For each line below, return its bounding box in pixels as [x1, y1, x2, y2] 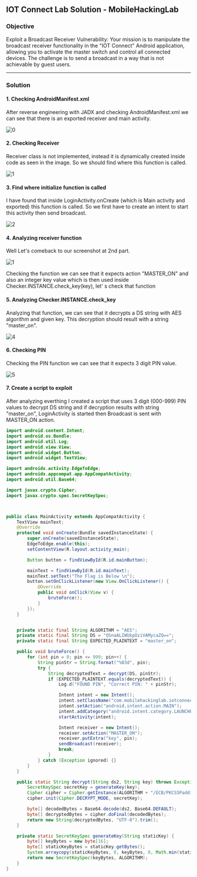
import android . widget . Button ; [6, 449, 83, 455]
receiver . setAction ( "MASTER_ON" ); [58, 730, 143, 736]
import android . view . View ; [6, 444, 72, 450]
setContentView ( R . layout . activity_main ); [27, 546, 130, 552]
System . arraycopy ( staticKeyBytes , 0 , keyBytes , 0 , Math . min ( [27, 849, 180, 855]
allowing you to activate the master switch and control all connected [6, 48, 171, 55]
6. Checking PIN [6, 346, 46, 354]
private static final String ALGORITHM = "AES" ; [16, 627, 138, 633]
